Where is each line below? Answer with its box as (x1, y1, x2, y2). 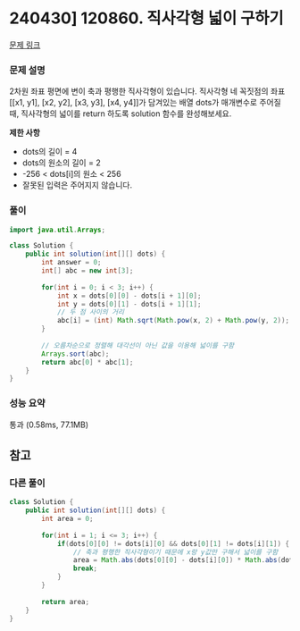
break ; (72, 564, 98, 573)
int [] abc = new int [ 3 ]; (41, 266, 134, 275)
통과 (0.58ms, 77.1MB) (9, 419, 89, 430)
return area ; (41, 597, 90, 606)
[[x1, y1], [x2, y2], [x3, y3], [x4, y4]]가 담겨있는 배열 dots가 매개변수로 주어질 (9, 97, 281, 108)
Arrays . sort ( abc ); (41, 349, 110, 358)
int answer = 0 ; (41, 258, 102, 267)
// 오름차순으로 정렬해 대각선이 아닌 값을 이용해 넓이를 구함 (41, 341, 235, 349)
